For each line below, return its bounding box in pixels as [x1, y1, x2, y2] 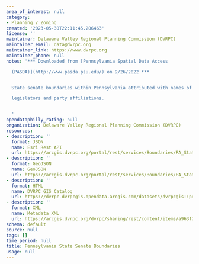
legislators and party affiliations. [11, 95, 105, 101]
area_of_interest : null [6, 8, 65, 15]
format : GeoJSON [11, 161, 52, 167]
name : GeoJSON [11, 166, 46, 172]
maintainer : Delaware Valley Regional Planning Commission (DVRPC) [6, 36, 176, 42]
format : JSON [11, 139, 44, 145]
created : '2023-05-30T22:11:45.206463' [6, 25, 105, 31]
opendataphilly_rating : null [6, 117, 78, 123]
